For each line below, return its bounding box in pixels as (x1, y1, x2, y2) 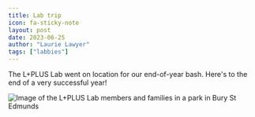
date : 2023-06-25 (8, 33, 66, 42)
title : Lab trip (8, 11, 62, 20)
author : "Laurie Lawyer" (8, 41, 90, 49)
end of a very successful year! (8, 78, 107, 87)
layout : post (8, 26, 51, 34)
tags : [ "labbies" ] (8, 48, 69, 56)
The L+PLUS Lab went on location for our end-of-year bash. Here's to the (8, 70, 248, 79)
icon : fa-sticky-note (8, 19, 80, 27)
